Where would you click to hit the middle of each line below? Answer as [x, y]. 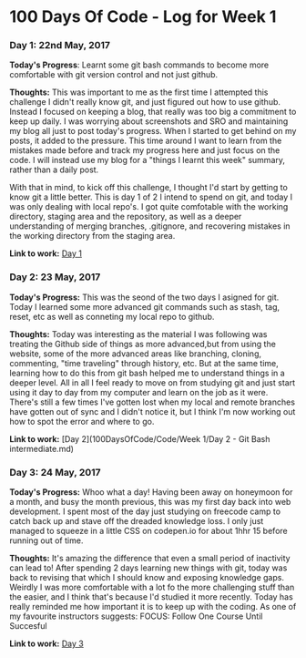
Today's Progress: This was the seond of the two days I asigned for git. [144, 297]
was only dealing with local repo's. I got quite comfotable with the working [149, 207]
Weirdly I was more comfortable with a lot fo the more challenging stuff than [152, 587]
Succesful [28, 626]
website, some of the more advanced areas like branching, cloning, [136, 354]
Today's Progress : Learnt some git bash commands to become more [139, 65]
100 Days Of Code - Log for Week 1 [143, 17]
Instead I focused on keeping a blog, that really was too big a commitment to [153, 112]
